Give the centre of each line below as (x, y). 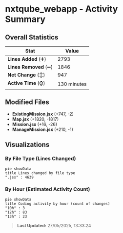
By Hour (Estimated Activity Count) (48, 189)
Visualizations (27, 145)
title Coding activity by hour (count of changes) (58, 204)
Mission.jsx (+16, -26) (35, 124)
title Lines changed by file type (40, 173)
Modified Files (27, 102)
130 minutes (72, 84)
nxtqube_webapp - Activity (61, 9)
